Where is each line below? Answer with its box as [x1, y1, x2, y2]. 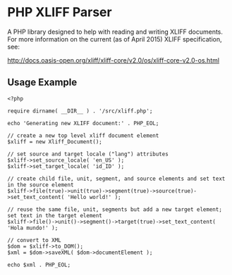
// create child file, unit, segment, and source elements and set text [7, 175, 226, 182]
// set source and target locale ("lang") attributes [7, 151, 169, 158]
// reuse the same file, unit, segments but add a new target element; [7, 205, 222, 213]
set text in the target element [7, 212, 102, 219]
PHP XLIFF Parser [7, 4, 112, 20]
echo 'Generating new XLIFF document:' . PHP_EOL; [7, 120, 159, 127]
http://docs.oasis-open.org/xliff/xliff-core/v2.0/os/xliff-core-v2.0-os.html [7, 56, 220, 64]
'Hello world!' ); [67, 193, 121, 200]
